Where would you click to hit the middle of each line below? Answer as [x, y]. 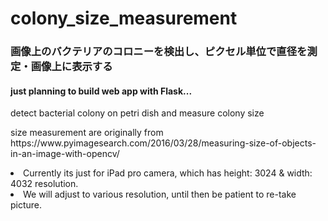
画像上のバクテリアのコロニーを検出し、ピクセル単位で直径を [159, 52]
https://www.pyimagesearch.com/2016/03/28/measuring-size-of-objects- [163, 143]
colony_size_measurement [124, 18]
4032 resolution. [44, 184]
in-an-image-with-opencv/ [65, 154]
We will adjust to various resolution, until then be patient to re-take [160, 194]
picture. [26, 205]
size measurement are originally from [87, 133]
